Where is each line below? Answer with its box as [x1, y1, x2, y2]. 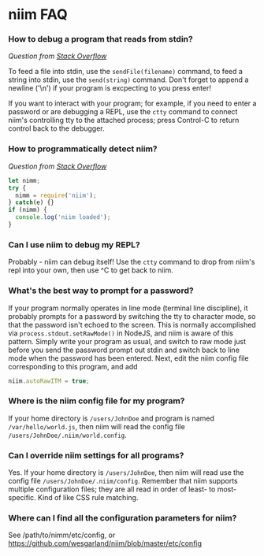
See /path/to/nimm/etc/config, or [8, 530, 116, 540]
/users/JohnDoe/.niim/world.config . [8, 430, 128, 439]
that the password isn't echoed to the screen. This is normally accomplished [8, 320, 256, 329]
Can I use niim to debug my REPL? [8, 239, 140, 250]
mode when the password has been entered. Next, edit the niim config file [8, 353, 249, 363]
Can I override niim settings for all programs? [8, 450, 184, 461]
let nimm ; [8, 176, 41, 184]
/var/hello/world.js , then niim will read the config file [8, 421, 185, 431]
